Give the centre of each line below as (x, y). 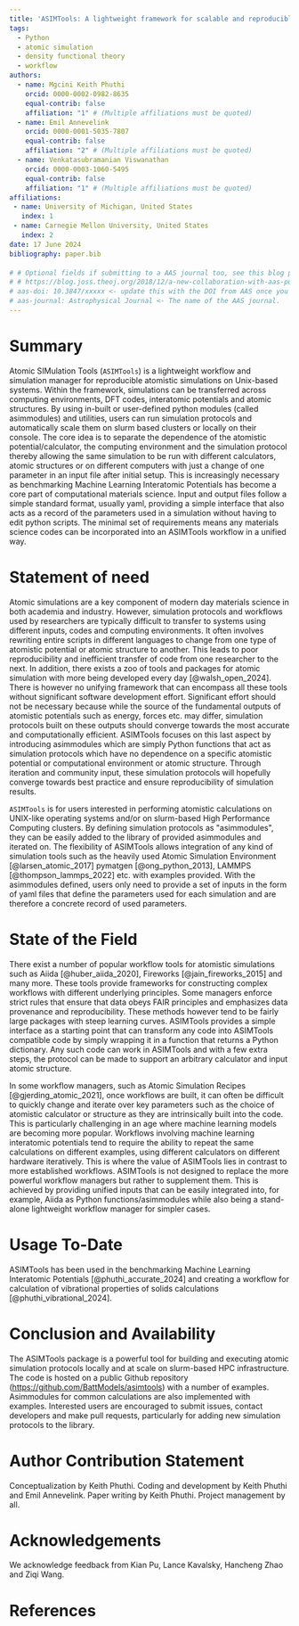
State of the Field (73, 939)
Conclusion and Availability (113, 1334)
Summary (46, 346)
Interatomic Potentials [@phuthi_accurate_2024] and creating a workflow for (149, 1278)
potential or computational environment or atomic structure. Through (135, 763)
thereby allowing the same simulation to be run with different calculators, (143, 456)
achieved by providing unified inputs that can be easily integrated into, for (145, 1189)
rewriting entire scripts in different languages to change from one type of (143, 640)
